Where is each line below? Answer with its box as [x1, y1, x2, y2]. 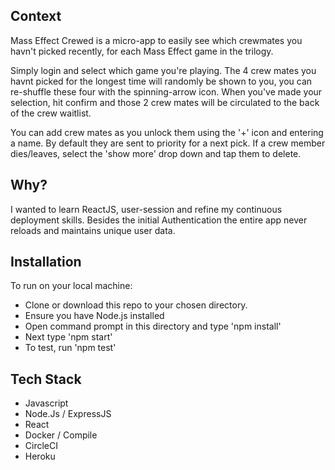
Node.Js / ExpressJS [24, 408, 112, 420]
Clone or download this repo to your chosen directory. [24, 299, 248, 311]
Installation [10, 254, 82, 271]
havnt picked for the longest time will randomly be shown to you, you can [10, 75, 313, 87]
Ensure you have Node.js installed [24, 310, 165, 322]
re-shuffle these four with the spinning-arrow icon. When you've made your [10, 85, 323, 98]
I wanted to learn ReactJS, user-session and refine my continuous [10, 203, 283, 215]
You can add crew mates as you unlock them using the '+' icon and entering [10, 126, 324, 138]
